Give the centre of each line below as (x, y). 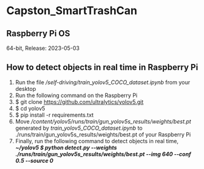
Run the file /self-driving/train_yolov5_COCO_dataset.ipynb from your (103, 82)
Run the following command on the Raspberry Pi (76, 95)
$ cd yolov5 (30, 108)
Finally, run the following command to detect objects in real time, (97, 141)
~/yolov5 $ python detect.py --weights (66, 147)
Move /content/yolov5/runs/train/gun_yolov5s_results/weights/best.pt (103, 121)
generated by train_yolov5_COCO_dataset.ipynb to (79, 128)
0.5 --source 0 (34, 160)
